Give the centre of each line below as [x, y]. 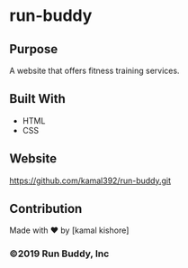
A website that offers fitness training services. [94, 70]
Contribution [46, 209]
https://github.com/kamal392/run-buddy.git [90, 180]
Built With [37, 99]
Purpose [34, 49]
